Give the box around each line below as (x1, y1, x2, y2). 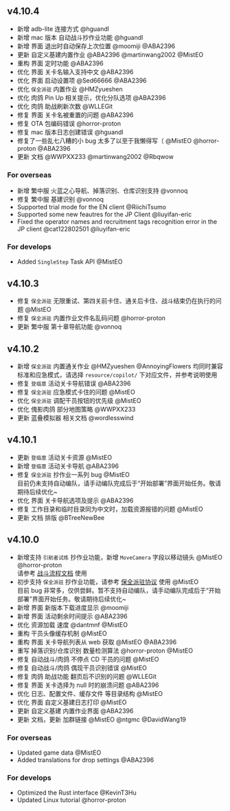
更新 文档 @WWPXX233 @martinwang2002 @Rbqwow (16, 152, 174, 160)
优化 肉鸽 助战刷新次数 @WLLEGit (16, 102, 113, 110)
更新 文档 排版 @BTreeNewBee (16, 513, 105, 522)
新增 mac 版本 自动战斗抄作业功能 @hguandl (16, 33, 143, 41)
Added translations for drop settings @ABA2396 (16, 755, 154, 763)
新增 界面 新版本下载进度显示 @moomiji (16, 603, 129, 611)
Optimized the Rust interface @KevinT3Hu (16, 788, 137, 797)
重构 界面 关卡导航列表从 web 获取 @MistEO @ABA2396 (16, 638, 177, 646)
